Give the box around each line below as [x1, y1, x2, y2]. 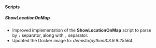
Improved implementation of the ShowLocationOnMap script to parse [12, 27, 152, 33]
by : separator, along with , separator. [12, 32, 88, 38]
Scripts [5, 4, 20, 10]
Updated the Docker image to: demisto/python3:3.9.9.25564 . [12, 37, 134, 43]
